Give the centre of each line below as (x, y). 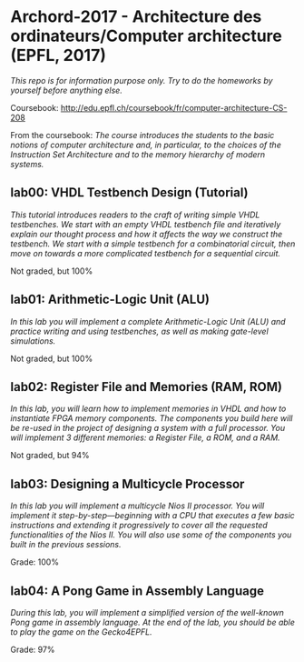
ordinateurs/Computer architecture (146, 36)
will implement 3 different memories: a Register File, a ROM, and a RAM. (145, 437)
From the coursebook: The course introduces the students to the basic (142, 135)
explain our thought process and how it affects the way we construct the (147, 234)
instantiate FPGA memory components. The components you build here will (152, 418)
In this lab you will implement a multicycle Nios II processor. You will (137, 506)
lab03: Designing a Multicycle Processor (127, 484)
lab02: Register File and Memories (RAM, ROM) (146, 387)
